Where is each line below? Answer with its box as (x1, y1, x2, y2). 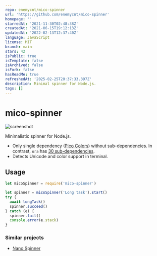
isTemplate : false (5, 58, 43, 63)
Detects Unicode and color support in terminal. (12, 154, 108, 160)
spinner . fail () (9, 213, 41, 218)
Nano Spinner (12, 246, 41, 252)
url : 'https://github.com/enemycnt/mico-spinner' (5, 12, 110, 17)
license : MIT (5, 40, 32, 45)
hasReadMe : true (5, 72, 39, 77)
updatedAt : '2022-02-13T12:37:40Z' (5, 30, 79, 35)
